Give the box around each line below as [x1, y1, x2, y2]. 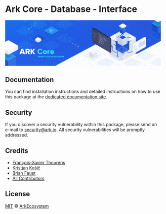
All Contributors [12, 175, 44, 182]
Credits [5, 146, 29, 155]
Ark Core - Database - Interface [5, 3, 137, 15]
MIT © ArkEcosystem [5, 203, 49, 209]
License [5, 190, 30, 198]
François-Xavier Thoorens [12, 160, 66, 166]
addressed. [5, 132, 28, 138]
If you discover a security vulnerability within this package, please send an [5, 122, 157, 128]
